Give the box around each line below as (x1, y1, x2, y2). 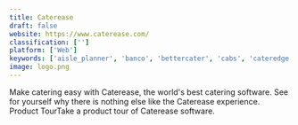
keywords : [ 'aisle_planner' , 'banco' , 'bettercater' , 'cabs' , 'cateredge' (9, 54, 294, 63)
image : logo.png (9, 63, 70, 72)
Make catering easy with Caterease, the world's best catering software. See (9, 86, 289, 98)
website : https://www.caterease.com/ (9, 29, 150, 38)
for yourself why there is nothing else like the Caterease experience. (9, 96, 261, 106)
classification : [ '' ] (9, 37, 90, 47)
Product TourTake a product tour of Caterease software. (9, 105, 216, 116)
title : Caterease (9, 12, 74, 22)
